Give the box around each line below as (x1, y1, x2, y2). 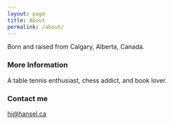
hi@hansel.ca (7, 110, 47, 118)
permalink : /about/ (7, 23, 65, 30)
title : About (7, 17, 46, 24)
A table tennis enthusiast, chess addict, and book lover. (7, 76, 167, 84)
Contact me (7, 93, 48, 103)
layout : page (7, 10, 46, 18)
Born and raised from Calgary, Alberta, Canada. (7, 43, 145, 51)
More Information (7, 60, 68, 70)
